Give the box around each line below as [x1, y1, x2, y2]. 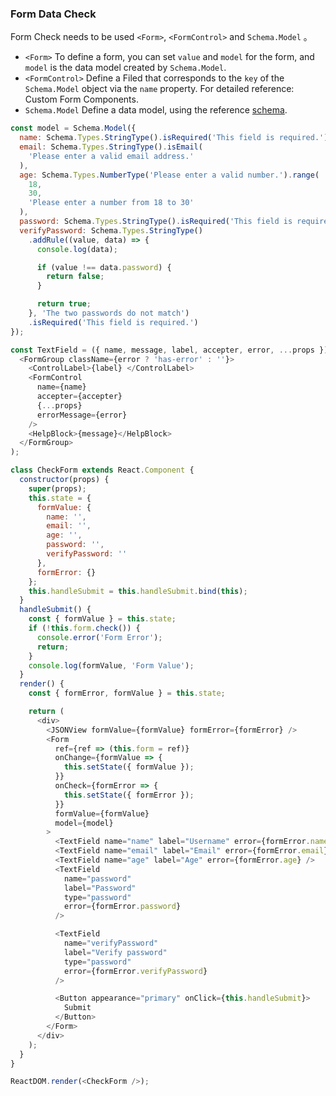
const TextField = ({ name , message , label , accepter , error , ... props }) [10, 345, 329, 355]
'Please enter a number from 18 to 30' [28, 198, 195, 208]
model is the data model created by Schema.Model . [24, 62, 227, 74]
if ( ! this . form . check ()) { [28, 623, 141, 634]
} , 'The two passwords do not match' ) [28, 308, 190, 319]
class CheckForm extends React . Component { [10, 465, 195, 476]
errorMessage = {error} [36, 410, 128, 420]
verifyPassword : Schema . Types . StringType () [19, 225, 203, 236]
